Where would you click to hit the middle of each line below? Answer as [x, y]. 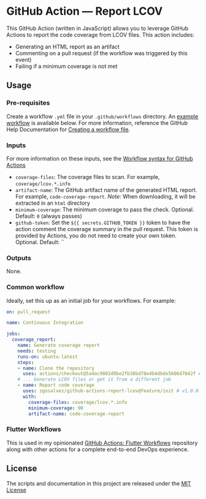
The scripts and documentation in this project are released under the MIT [99, 483]
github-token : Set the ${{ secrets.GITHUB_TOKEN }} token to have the [103, 223]
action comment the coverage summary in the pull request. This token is [106, 229]
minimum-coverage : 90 [56, 408]
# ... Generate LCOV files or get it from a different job [94, 379]
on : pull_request [29, 312]
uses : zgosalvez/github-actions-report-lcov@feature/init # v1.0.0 [111, 391]
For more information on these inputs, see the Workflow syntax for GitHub [100, 158]
